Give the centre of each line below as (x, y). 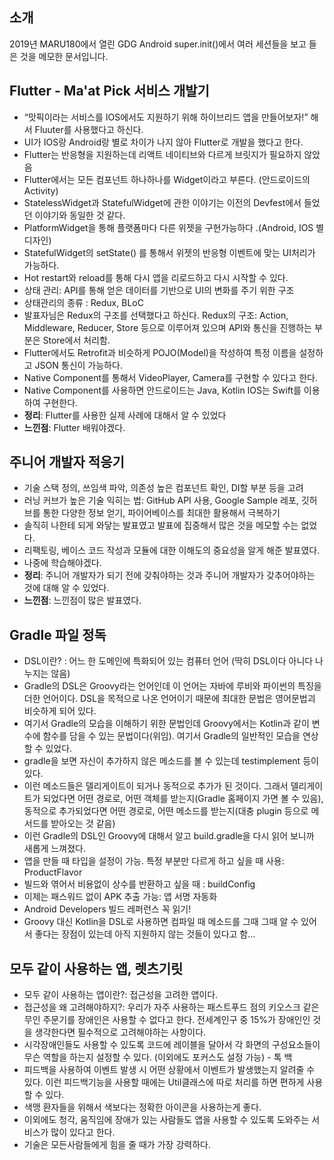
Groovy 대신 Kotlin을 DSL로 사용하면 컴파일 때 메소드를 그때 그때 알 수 (161, 922)
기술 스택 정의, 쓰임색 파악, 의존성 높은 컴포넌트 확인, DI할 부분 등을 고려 (163, 488)
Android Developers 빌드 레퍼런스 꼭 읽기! (107, 909)
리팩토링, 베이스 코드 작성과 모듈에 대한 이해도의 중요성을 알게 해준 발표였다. (172, 550)
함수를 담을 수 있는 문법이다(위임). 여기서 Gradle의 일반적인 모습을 (171, 736)
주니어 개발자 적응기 (67, 462)
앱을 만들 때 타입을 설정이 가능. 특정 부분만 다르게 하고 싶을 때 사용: (154, 861)
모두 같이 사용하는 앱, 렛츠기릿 (96, 968)
